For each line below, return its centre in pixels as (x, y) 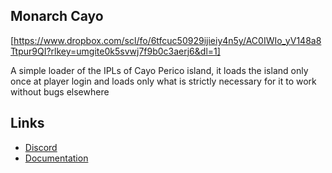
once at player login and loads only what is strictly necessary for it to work (163, 81)
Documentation (56, 158)
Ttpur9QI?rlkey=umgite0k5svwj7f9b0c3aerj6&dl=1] (115, 51)
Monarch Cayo (57, 16)
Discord (41, 147)
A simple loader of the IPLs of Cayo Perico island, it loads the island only (159, 70)
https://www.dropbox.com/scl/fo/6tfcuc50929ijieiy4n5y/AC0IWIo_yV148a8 (167, 40)
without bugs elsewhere (60, 91)
